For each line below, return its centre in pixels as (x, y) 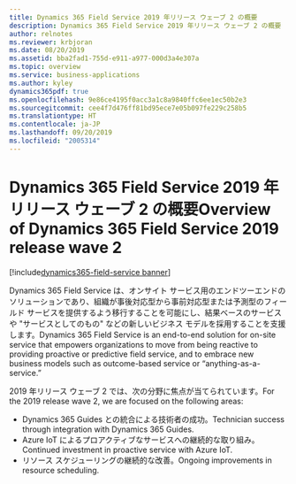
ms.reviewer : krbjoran (51, 42)
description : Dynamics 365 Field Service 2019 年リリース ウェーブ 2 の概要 (145, 26)
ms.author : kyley (41, 83)
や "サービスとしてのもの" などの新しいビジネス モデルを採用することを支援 (148, 323)
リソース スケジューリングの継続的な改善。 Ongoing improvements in (147, 460)
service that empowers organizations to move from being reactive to (134, 344)
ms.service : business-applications (75, 75)
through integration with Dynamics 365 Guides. (108, 429)
